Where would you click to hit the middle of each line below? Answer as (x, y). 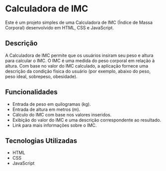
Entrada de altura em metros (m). (46, 109)
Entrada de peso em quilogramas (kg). (51, 104)
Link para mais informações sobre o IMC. (54, 125)
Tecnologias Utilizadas (41, 140)
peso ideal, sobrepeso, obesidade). (41, 76)
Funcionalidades (32, 92)
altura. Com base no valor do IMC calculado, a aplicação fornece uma (77, 66)
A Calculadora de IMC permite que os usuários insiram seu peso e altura (79, 55)
